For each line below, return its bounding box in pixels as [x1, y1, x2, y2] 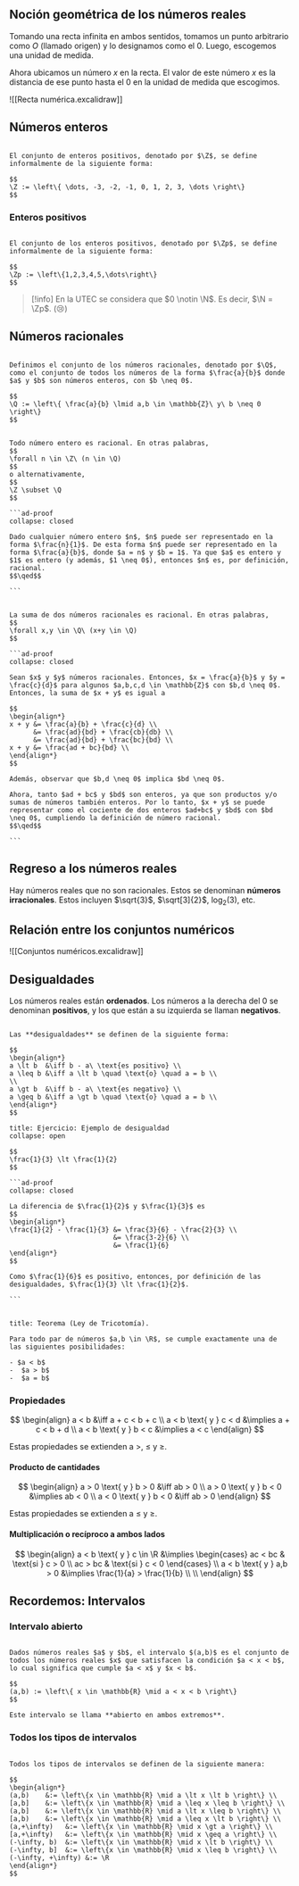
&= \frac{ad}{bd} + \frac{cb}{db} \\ [32, 727, 174, 736]
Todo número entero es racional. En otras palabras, [9, 438, 210, 447]
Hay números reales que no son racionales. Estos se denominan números [9, 885, 281, 895]
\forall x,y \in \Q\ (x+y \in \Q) [9, 626, 138, 635]
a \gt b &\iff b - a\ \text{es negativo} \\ [9, 1084, 181, 1093]
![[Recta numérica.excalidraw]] [9, 94, 123, 104]
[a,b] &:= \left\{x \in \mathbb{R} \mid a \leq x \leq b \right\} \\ [9, 1799, 286, 1807]
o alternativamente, [9, 469, 87, 478]
